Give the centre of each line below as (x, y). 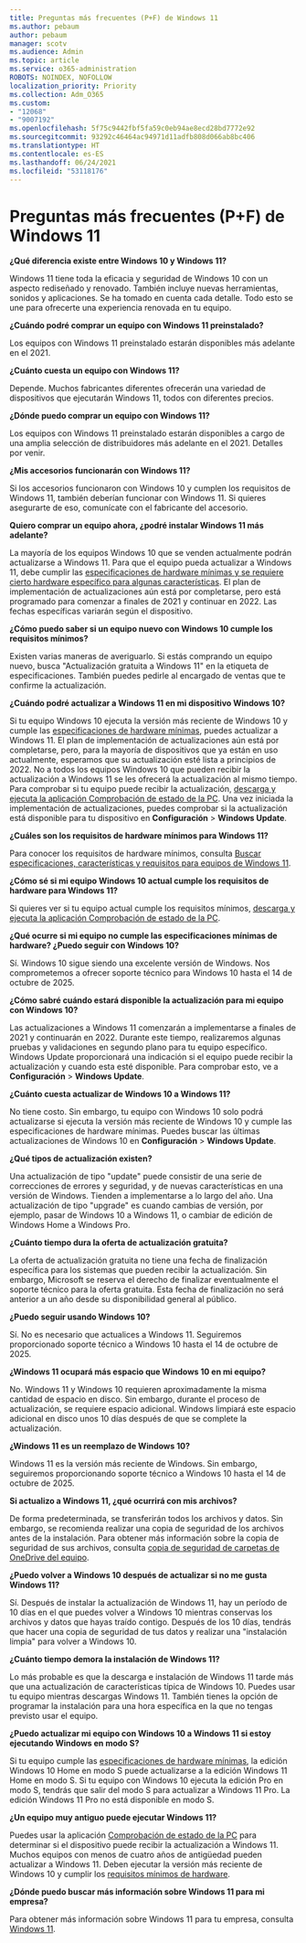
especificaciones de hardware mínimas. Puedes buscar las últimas (135, 1131)
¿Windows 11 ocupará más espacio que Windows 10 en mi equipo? (138, 1372)
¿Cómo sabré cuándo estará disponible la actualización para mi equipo (147, 1000)
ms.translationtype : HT (55, 145)
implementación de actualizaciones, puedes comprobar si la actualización (148, 808)
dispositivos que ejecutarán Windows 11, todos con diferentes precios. (142, 398)
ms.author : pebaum (44, 27)
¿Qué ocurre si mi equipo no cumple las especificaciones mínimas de (143, 936)
